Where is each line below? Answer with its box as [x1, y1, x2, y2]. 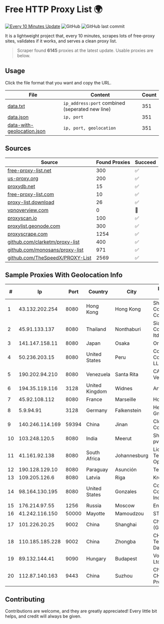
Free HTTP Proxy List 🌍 [5, 4, 103, 15]
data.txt [7, 103, 25, 109]
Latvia [86, 474, 101, 481]
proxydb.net [7, 183, 36, 189]
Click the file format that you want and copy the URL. [5, 80, 111, 85]
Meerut [115, 435, 132, 442]
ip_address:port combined [63, 100, 125, 106]
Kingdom [86, 388, 107, 395]
